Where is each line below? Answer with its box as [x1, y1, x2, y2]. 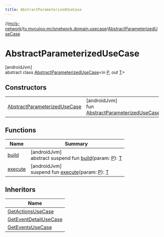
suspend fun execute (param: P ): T [30, 169, 109, 176]
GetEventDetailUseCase [7, 216, 62, 222]
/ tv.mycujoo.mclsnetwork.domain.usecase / [21, 25, 108, 32]
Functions [5, 126, 37, 134]
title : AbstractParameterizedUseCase [5, 7, 82, 12]
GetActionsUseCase [7, 208, 54, 215]
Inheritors [5, 185, 36, 194]
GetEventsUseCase [7, 224, 52, 231]
